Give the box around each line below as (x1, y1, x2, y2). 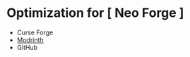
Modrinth (16, 35, 44, 44)
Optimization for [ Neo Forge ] (6, 5, 184, 21)
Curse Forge (16, 28, 54, 37)
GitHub (16, 43, 38, 51)
